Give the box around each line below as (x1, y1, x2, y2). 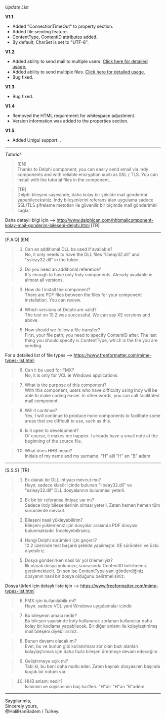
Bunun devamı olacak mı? (24, 638, 77, 644)
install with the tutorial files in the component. (17, 177, 110, 182)
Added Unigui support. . (12, 137, 61, 143)
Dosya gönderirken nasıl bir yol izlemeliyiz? (24, 557, 113, 563)
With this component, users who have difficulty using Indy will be (24, 387, 158, 393)
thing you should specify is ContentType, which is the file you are (24, 337, 158, 343)
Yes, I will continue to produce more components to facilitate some (24, 413, 161, 419)
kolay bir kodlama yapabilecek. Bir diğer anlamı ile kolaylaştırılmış (24, 623, 158, 629)
